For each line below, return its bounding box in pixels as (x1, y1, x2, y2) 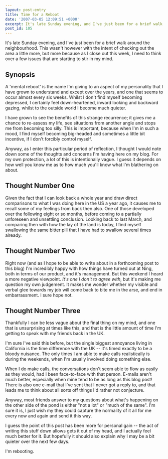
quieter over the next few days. (5, 438, 70, 444)
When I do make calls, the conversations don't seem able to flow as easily (5, 366, 158, 372)
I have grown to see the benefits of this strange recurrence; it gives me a (5, 114, 155, 120)
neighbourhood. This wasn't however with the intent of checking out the (5, 45, 154, 51)
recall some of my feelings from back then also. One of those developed (5, 205, 154, 211)
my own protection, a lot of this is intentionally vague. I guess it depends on (5, 156, 161, 162)
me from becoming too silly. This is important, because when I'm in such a (5, 125, 159, 131)
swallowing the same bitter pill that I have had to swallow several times (5, 227, 151, 233)
